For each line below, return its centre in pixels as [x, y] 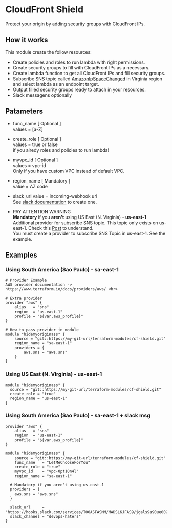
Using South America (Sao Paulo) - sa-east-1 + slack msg [78, 416]
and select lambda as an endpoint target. [56, 84]
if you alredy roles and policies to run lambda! [61, 150]
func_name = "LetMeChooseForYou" [52, 462]
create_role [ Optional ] [37, 139]
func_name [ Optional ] [37, 123]
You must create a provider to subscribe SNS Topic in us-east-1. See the [89, 233]
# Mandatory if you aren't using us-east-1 [57, 485]
